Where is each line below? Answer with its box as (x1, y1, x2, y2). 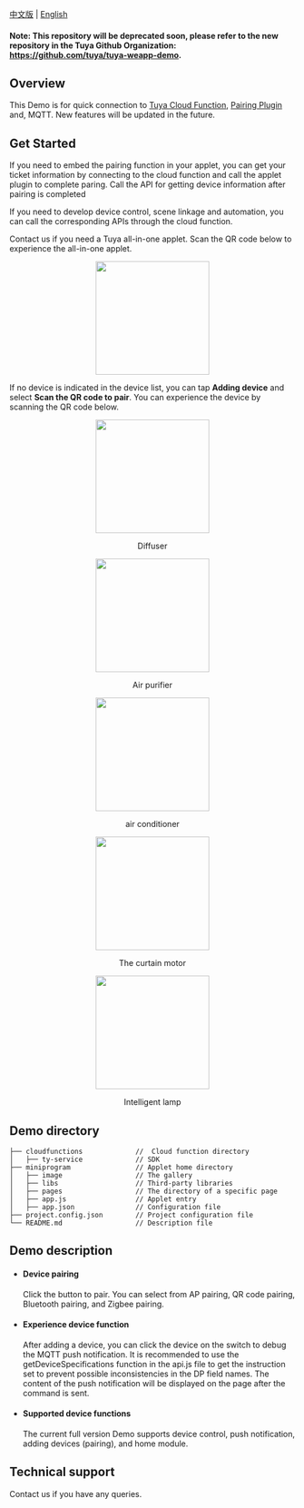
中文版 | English (9, 9, 68, 19)
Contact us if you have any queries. (9, 1488, 142, 1499)
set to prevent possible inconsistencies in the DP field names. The (22, 1368, 270, 1379)
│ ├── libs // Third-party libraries (9, 1179, 233, 1188)
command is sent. (22, 1387, 90, 1398)
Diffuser (137, 540, 168, 552)
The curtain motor (118, 958, 187, 969)
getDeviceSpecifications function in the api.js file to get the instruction (22, 1358, 286, 1369)
